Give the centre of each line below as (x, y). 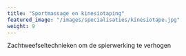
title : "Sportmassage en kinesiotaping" (66, 13)
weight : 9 (21, 26)
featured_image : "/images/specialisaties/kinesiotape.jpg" (94, 20)
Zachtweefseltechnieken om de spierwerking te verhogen (89, 46)
